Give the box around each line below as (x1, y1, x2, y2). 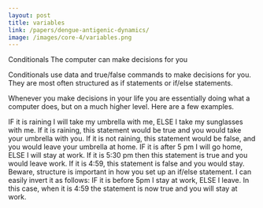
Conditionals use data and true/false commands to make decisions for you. (8, 70, 252, 79)
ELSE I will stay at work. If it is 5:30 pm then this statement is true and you (8, 151, 248, 160)
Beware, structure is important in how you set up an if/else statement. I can (8, 167, 252, 177)
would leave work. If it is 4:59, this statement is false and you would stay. (8, 159, 246, 169)
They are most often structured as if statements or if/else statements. (8, 78, 234, 88)
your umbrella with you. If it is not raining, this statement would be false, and (8, 134, 256, 144)
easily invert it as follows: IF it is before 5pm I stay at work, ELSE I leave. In (8, 176, 250, 185)
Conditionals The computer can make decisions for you (8, 55, 188, 64)
